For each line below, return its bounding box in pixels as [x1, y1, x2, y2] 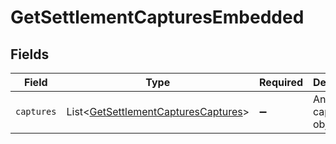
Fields [10, 46, 50, 63]
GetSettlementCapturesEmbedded [10, 6, 305, 29]
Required [259, 76, 303, 89]
